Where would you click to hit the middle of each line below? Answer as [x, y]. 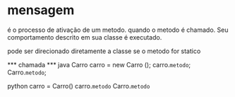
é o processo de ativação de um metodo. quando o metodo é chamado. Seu [118, 30]
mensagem [41, 10]
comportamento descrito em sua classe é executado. [85, 37]
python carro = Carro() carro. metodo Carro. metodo [79, 86]
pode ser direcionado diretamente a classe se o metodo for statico [104, 51]
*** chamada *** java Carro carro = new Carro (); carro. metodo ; [99, 64]
